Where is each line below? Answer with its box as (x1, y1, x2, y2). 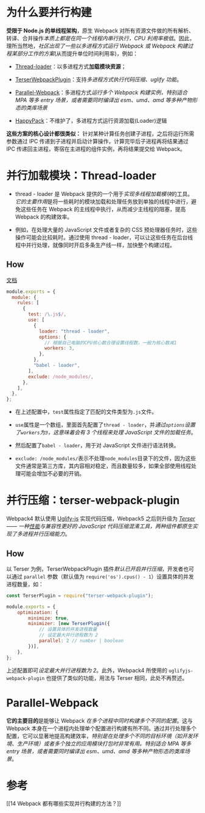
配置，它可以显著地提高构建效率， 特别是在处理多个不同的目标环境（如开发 (6, 732, 193, 739)
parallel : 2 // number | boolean (38, 638, 123, 644)
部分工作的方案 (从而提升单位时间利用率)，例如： (16, 49, 139, 57)
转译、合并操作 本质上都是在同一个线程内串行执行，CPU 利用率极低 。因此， (6, 34, 195, 42)
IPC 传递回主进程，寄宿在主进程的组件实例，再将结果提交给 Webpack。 (6, 145, 186, 153)
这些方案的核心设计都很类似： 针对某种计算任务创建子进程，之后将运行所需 (6, 129, 195, 137)
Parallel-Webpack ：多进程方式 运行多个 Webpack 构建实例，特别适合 (15, 89, 188, 96)
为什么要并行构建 (6, 5, 92, 20)
